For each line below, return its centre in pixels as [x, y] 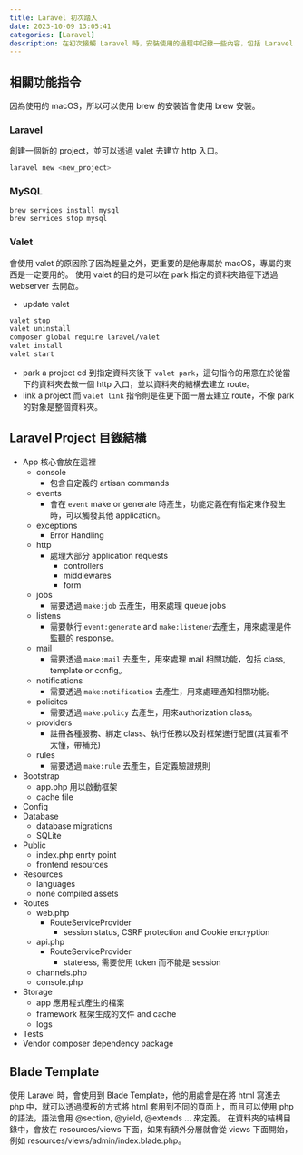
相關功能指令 [45, 82]
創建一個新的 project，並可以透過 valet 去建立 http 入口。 [116, 151]
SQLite [49, 835]
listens [49, 615]
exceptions [57, 525]
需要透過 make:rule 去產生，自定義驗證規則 [130, 765]
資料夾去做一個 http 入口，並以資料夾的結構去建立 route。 [147, 383]
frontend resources [72, 864]
